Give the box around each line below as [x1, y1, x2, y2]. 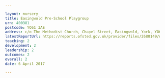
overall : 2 [5, 57, 27, 61]
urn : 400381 [5, 20, 29, 25]
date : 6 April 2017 [5, 61, 45, 66]
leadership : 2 [5, 47, 34, 53]
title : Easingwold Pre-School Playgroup [5, 16, 89, 21]
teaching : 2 [5, 39, 29, 44]
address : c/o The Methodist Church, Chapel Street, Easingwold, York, [5, 30, 153, 35]
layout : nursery [5, 11, 38, 16]
